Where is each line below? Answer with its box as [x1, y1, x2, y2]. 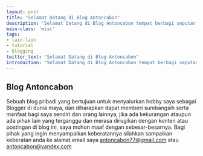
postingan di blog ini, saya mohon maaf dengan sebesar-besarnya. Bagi [6, 123, 185, 131]
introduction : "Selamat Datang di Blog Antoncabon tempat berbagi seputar [6, 59, 199, 65]
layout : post [6, 8, 39, 15]
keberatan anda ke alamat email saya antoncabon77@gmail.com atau [6, 137, 179, 144]
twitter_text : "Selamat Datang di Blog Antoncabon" [6, 54, 139, 60]
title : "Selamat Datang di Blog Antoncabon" [6, 15, 120, 21]
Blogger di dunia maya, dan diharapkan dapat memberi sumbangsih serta [6, 104, 189, 112]
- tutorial [6, 43, 34, 49]
